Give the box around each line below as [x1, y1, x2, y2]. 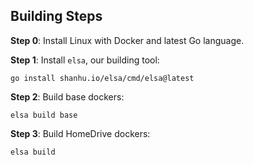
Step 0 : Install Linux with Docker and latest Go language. [10, 34, 245, 46]
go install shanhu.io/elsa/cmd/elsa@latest [10, 73, 195, 83]
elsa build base [10, 110, 78, 120]
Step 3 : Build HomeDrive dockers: [10, 127, 151, 139]
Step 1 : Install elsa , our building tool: [10, 54, 160, 66]
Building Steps [10, 8, 103, 25]
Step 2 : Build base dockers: [10, 90, 125, 103]
